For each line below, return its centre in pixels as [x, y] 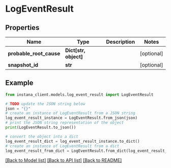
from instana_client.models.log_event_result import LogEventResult [79, 94]
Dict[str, [75, 50]
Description [121, 42]
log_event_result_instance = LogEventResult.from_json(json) [72, 118]
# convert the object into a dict [42, 137]
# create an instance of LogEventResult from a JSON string [70, 113]
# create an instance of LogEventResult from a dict [62, 146]
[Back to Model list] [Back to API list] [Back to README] [64, 160]
